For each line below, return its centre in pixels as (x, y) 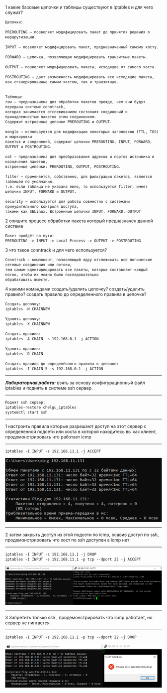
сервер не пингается (27, 623)
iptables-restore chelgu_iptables (41, 408)
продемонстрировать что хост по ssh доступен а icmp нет (67, 540)
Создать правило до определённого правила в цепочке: (62, 364)
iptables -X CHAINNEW (28, 324)
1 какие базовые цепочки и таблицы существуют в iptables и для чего (79, 7)
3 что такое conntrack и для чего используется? (56, 250)
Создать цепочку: (23, 304)
